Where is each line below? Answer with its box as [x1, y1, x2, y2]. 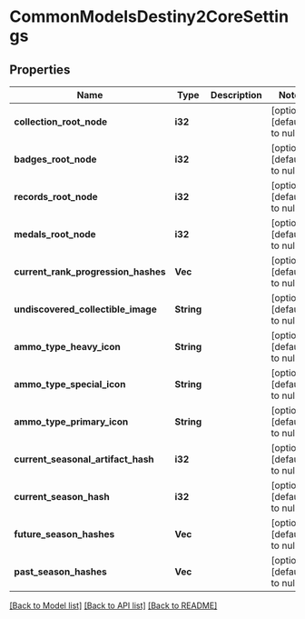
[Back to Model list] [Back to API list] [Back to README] [9, 600, 218, 611]
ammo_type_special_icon [14, 378, 126, 390]
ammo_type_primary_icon [14, 415, 129, 428]
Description [210, 89, 263, 101]
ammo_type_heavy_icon [14, 341, 121, 353]
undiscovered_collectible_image [14, 303, 157, 315]
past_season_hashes [14, 565, 107, 578]
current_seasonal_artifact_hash [14, 453, 154, 465]
